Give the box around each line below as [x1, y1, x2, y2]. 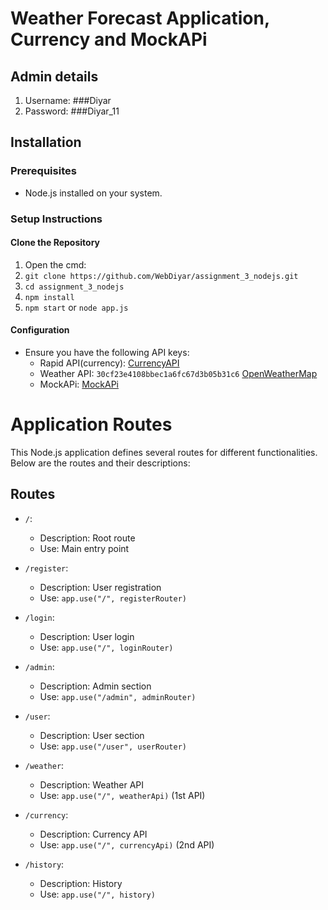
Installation [10, 134, 82, 151]
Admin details [10, 68, 99, 85]
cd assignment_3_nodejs [24, 282, 125, 292]
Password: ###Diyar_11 [24, 105, 120, 117]
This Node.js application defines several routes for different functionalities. [10, 446, 318, 458]
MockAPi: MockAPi [39, 378, 119, 391]
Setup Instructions [10, 212, 103, 226]
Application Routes [10, 413, 173, 436]
